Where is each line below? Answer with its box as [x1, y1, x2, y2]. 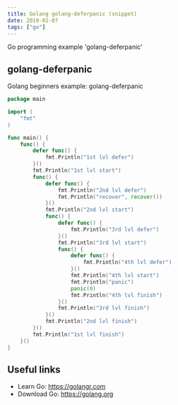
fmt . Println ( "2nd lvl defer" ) [57, 186, 147, 194]
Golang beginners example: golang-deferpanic [7, 82, 143, 90]
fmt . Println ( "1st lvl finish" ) [32, 331, 125, 338]
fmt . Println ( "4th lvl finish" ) [70, 291, 162, 298]
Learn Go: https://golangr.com [17, 382, 106, 391]
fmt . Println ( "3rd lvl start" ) [57, 239, 147, 246]
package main [7, 96, 46, 103]
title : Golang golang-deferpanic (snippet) [7, 10, 138, 18]
